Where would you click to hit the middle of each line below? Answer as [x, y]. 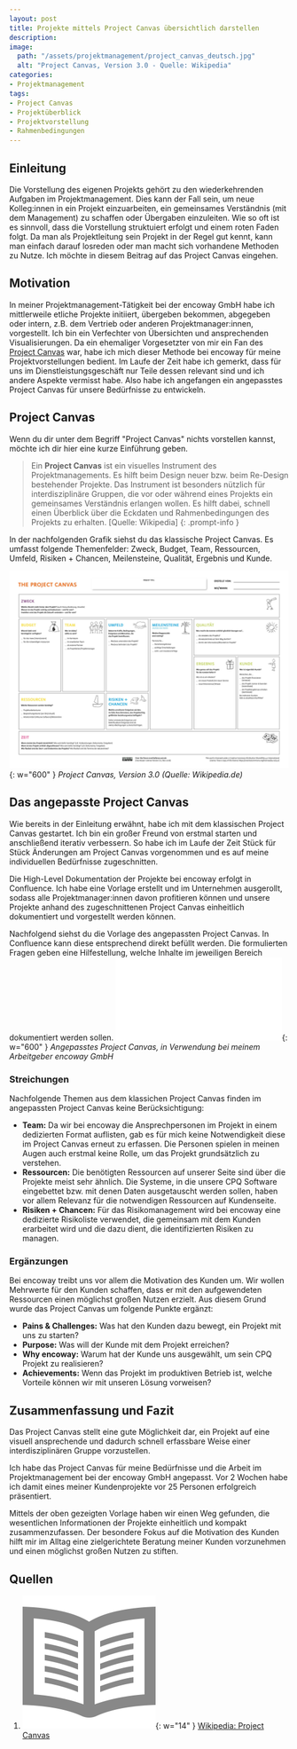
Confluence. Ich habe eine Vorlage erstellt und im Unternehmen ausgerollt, [146, 888]
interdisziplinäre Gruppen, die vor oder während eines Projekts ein [152, 493]
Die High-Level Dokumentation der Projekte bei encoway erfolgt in [130, 878]
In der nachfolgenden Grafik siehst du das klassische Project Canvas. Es [141, 539]
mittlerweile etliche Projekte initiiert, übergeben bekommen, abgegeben [140, 314]
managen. [40, 1239]
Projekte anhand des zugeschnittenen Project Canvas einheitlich [127, 907]
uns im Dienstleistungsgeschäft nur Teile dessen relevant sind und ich [137, 370]
